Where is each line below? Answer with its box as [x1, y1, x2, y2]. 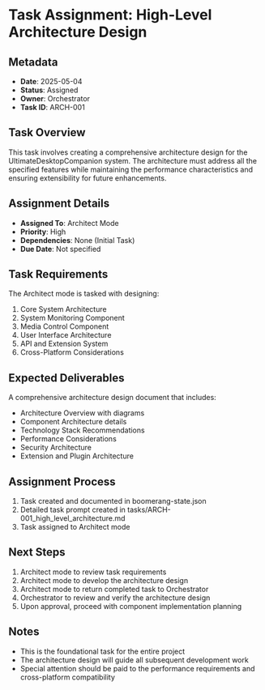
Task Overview [8, 126, 86, 139]
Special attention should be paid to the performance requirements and [19, 663, 255, 673]
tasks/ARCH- [126, 505, 172, 515]
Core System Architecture [19, 305, 107, 314]
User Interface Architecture [19, 330, 112, 340]
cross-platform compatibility [19, 672, 116, 682]
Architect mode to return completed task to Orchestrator [19, 584, 209, 594]
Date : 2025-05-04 [19, 77, 83, 86]
